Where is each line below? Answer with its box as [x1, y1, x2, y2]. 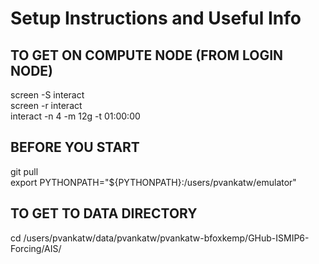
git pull [10, 165, 39, 177]
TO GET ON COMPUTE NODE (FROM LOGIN [10, 47, 284, 64]
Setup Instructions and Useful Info [10, 7, 302, 30]
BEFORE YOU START [10, 139, 140, 156]
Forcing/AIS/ [10, 242, 62, 254]
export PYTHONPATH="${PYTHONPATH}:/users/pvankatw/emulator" [10, 176, 297, 188]
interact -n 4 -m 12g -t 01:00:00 [10, 110, 141, 122]
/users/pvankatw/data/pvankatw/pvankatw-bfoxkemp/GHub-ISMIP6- [23, 232, 310, 244]
